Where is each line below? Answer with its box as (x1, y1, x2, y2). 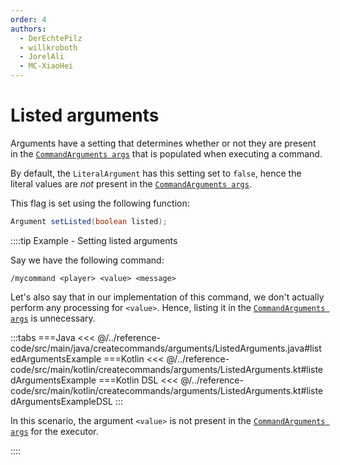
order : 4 (10, 14, 47, 25)
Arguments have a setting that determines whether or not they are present (10, 137, 317, 149)
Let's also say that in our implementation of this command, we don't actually (10, 291, 325, 303)
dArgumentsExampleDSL (10, 395, 113, 407)
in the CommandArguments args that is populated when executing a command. (10, 147, 323, 160)
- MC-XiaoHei (19, 61, 74, 71)
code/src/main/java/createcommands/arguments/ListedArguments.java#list (10, 342, 322, 354)
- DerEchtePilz (19, 33, 83, 43)
